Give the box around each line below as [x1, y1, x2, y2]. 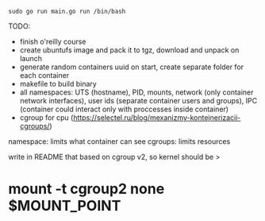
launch [19, 54, 42, 63]
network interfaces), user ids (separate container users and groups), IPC [19, 96, 258, 105]
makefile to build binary [19, 79, 97, 88]
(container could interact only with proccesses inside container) [19, 104, 229, 114]
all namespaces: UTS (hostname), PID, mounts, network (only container [19, 87, 254, 97]
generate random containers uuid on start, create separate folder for [19, 62, 244, 72]
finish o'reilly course [19, 37, 86, 46]
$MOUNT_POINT [8, 197, 121, 215]
